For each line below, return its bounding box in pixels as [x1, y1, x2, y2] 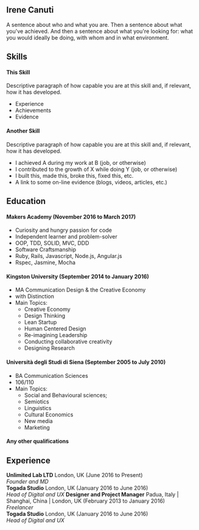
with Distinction [15, 293, 55, 300]
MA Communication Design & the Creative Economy [15, 286, 146, 294]
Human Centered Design [24, 325, 86, 332]
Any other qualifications [6, 438, 69, 445]
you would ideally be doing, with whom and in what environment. [6, 33, 169, 41]
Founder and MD [6, 478, 49, 486]
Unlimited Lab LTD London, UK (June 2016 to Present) [6, 472, 143, 479]
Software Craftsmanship [15, 246, 77, 253]
